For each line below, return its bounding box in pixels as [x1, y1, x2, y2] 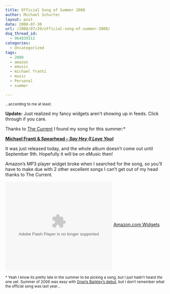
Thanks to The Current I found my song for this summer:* [5, 126, 126, 132]
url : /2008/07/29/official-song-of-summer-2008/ [5, 26, 110, 32]
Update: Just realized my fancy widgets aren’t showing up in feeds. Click [5, 110, 159, 116]
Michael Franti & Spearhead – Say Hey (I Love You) [5, 135, 114, 141]
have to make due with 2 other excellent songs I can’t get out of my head [5, 166, 158, 172]
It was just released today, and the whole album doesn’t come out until [5, 145, 154, 152]
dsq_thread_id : [5, 31, 38, 36]
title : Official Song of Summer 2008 [5, 7, 86, 13]
